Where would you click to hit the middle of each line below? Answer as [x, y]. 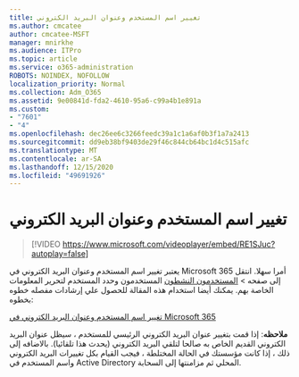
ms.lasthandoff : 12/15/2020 [62, 167]
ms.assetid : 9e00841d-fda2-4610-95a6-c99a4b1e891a [105, 101]
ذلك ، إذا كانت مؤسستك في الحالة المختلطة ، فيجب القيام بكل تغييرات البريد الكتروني [149, 353]
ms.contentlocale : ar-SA [55, 159]
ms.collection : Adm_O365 [55, 92]
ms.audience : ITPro [46, 51]
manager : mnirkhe [42, 42]
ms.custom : [29, 109]
